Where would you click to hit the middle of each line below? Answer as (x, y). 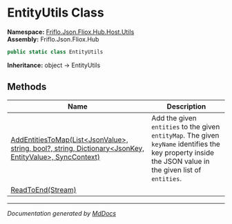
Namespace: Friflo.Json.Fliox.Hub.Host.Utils (71, 32)
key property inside (183, 152)
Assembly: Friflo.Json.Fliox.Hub (53, 39)
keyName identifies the (186, 144)
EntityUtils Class (56, 13)
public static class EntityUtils (55, 52)
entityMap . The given (185, 135)
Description (186, 106)
